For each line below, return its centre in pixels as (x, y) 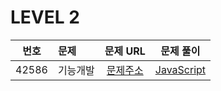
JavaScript (180, 69)
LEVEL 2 (45, 17)
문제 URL (125, 51)
